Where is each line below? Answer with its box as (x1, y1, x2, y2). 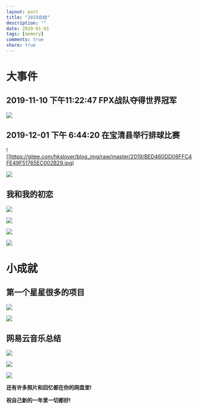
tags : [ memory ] (6, 31, 44, 37)
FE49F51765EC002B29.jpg (6, 159, 73, 166)
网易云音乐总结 (6, 333, 61, 343)
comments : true (6, 37, 44, 43)
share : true (6, 43, 36, 49)
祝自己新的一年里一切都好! (6, 396, 71, 404)
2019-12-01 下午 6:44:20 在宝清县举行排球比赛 (6, 130, 180, 141)
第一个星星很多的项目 (6, 287, 85, 298)
